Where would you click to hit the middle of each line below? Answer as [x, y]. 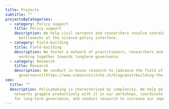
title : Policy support [38, 29]
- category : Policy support [39, 24]
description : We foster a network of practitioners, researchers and [89, 52]
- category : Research [32, 61]
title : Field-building [38, 47]
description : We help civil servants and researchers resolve [81, 33]
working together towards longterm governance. [69, 57]
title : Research [31, 66]
